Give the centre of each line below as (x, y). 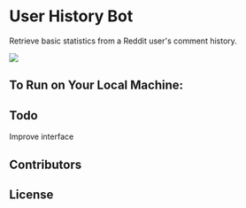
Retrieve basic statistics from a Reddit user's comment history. (123, 41)
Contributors (46, 164)
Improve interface (42, 137)
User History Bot (71, 16)
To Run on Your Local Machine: (96, 85)
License (31, 194)
